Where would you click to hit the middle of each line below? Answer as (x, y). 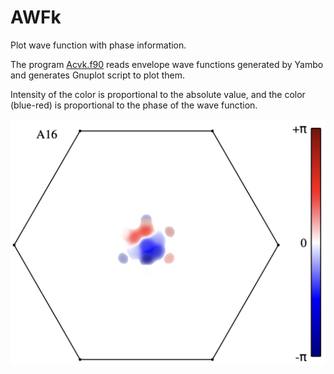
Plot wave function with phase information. (98, 45)
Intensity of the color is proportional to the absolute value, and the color (158, 94)
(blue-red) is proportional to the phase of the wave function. (134, 105)
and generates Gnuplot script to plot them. (98, 75)
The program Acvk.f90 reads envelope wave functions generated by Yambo (167, 64)
